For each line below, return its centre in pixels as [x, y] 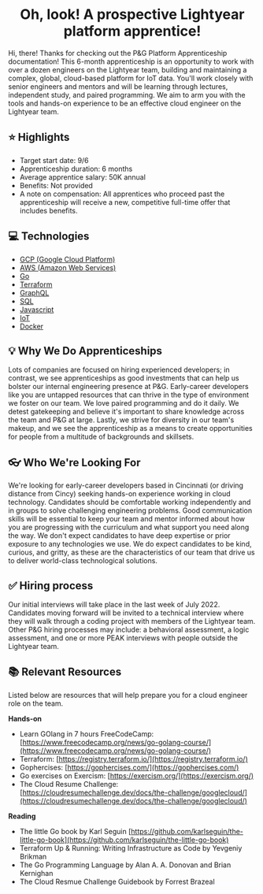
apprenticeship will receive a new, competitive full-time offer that [125, 202]
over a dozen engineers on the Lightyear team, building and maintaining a [128, 69]
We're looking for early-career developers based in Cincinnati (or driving [126, 485]
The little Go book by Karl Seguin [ [75, 831]
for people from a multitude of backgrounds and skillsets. [101, 437]
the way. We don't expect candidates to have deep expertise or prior [119, 536]
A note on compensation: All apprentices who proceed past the [122, 194]
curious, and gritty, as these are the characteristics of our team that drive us [131, 552]
